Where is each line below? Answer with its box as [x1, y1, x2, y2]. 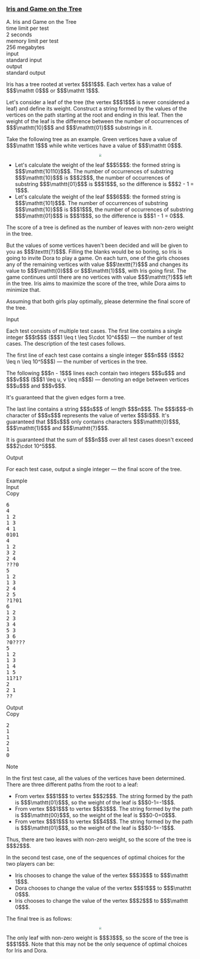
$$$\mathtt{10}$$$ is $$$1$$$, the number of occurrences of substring [14, 206, 194, 213]
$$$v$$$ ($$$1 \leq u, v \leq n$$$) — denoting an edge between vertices [6, 375, 189, 383]
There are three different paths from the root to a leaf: [6, 781, 139, 788]
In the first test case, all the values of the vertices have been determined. [6, 774, 186, 781]
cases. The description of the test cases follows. [6, 340, 126, 347]
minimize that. [6, 286, 41, 293]
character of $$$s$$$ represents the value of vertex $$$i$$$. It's [6, 411, 170, 419]
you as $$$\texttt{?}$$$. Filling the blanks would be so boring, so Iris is [6, 248, 182, 255]
